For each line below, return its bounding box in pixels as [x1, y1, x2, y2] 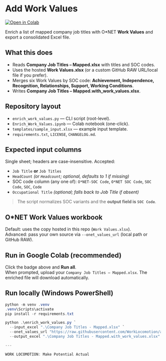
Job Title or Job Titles [12, 168, 62, 174]
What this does [5, 48, 53, 57]
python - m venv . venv [5, 302, 50, 307]
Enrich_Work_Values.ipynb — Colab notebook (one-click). [12, 121, 129, 127]
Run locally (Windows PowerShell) [5, 289, 114, 297]
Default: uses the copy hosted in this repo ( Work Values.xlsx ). [5, 226, 131, 232]
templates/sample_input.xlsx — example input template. [12, 126, 128, 132]
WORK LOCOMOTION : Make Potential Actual [5, 352, 90, 357]
